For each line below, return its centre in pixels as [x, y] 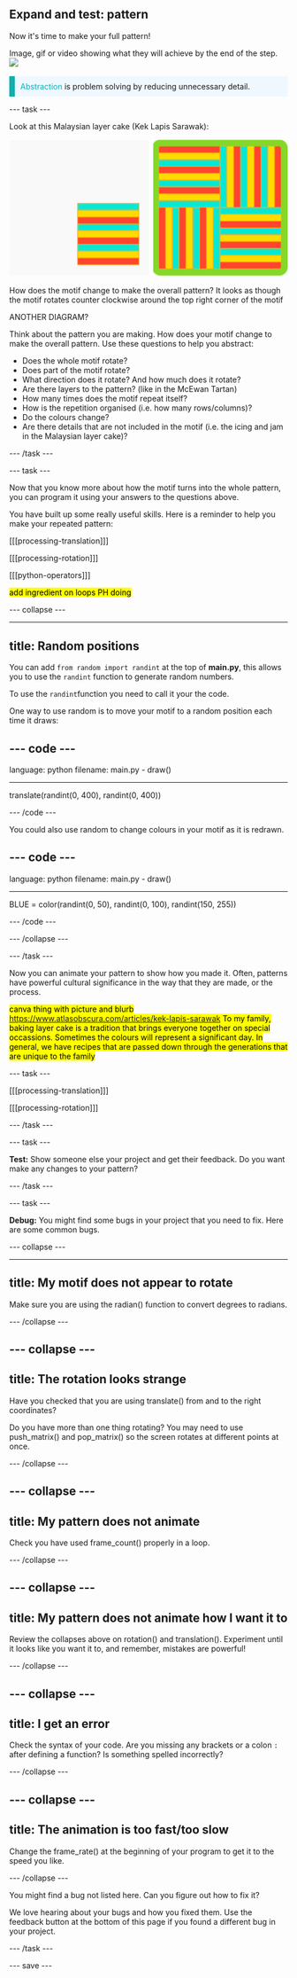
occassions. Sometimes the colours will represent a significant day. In [136, 1037]
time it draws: [34, 721]
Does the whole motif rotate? [75, 361]
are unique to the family [52, 1056]
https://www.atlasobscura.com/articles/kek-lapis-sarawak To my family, [140, 1018]
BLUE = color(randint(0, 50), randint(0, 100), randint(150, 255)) [123, 904]
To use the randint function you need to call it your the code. [119, 694]
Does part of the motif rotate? [76, 371]
